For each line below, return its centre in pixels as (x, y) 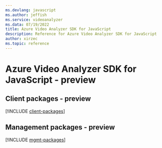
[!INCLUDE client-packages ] (35, 111)
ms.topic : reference (27, 44)
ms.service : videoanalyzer (34, 20)
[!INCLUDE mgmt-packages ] (35, 140)
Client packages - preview (48, 99)
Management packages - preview (60, 127)
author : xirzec (22, 39)
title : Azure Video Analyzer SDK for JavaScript (58, 29)
